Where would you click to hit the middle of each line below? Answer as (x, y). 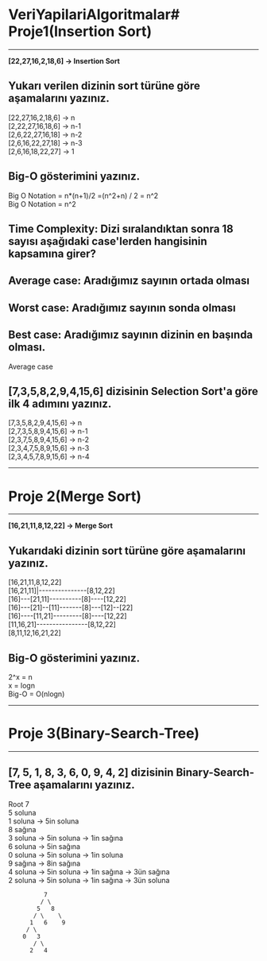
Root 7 (19, 804)
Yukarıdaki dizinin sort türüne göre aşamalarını (127, 550)
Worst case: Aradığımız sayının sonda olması (122, 308)
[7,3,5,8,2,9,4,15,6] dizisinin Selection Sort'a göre (133, 391)
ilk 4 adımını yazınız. (60, 403)
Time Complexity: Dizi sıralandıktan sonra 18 (121, 229)
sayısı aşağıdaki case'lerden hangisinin (108, 241)
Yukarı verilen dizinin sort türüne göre (104, 86)
